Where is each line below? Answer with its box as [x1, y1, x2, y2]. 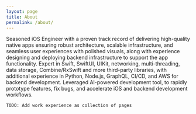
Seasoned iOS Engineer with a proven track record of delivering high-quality [6, 36, 190, 43]
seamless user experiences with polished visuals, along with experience [6, 48, 180, 55]
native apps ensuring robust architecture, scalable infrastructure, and [6, 42, 174, 49]
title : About [6, 14, 38, 20]
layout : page [6, 8, 38, 15]
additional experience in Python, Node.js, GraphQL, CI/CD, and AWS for [6, 72, 178, 80]
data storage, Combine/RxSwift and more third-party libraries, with [6, 67, 167, 74]
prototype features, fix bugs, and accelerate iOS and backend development [6, 85, 188, 92]
